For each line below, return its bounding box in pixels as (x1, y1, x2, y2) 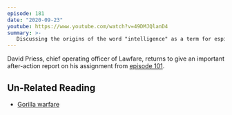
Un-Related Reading (7, 82, 96, 94)
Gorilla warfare (17, 100, 60, 108)
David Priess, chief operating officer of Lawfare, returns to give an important (7, 54, 225, 63)
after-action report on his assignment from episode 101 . (7, 62, 165, 70)
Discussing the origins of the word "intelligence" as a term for (16, 36, 212, 43)
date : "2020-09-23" (7, 17, 64, 23)
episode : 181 (7, 10, 45, 17)
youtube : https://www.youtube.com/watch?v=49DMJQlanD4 (7, 23, 168, 30)
